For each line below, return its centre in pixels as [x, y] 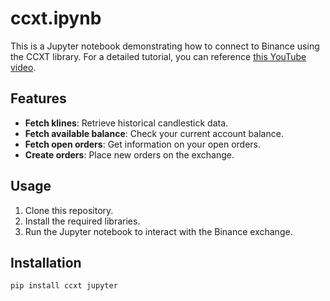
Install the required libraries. [82, 221]
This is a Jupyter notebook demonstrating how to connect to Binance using [165, 46]
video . [23, 67]
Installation [46, 262]
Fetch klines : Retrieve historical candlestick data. [126, 123]
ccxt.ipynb [56, 18]
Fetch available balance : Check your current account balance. [154, 133]
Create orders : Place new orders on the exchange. [129, 154]
